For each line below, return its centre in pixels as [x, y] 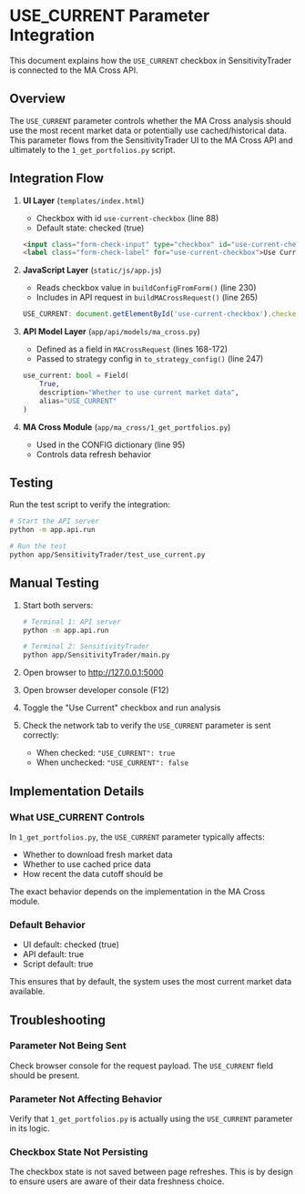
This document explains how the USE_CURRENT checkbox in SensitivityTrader [151, 60]
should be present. [45, 1075]
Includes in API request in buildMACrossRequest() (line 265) [147, 298]
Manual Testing [55, 583]
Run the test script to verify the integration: [90, 505]
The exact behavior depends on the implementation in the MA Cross [137, 891]
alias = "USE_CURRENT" [78, 401]
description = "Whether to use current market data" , [139, 393]
